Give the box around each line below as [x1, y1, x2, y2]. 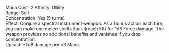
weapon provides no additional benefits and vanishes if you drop [5, 31, 142, 37]
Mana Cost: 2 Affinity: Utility [5, 5, 65, 10]
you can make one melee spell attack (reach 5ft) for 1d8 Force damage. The [5, 26, 164, 32]
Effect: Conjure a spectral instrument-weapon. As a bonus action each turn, [5, 20, 164, 26]
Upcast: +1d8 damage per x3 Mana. [5, 42, 80, 47]
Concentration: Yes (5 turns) [5, 15, 65, 21]
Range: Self [5, 10, 30, 16]
